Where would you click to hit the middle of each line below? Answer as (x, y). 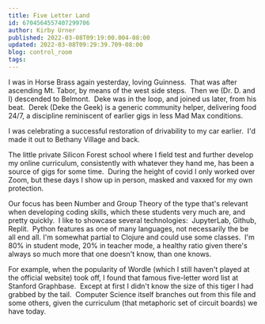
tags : (17, 60)
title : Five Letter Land (49, 15)
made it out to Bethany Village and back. (74, 139)
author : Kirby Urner (42, 30)
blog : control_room (40, 52)
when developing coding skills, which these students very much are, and (127, 212)
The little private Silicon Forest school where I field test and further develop (131, 154)
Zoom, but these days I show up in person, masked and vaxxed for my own (131, 179)
